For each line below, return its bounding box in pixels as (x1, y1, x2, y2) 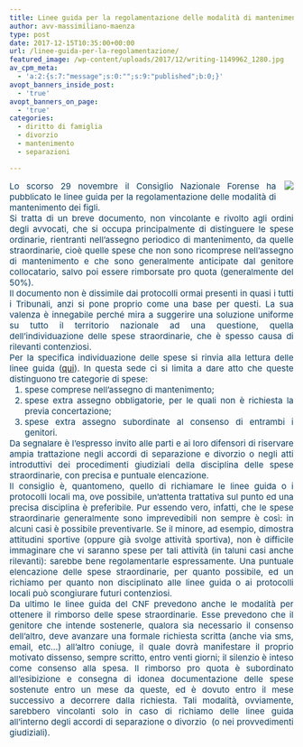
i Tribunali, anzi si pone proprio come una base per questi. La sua (9, 298, 294, 309)
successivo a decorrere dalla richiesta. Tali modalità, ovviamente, (9, 694, 294, 706)
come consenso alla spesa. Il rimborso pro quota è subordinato (9, 662, 294, 674)
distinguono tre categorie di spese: (9, 373, 149, 384)
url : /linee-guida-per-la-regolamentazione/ (9, 47, 179, 56)
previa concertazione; (24, 405, 112, 417)
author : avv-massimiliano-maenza (9, 22, 135, 31)
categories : (9, 114, 54, 123)
